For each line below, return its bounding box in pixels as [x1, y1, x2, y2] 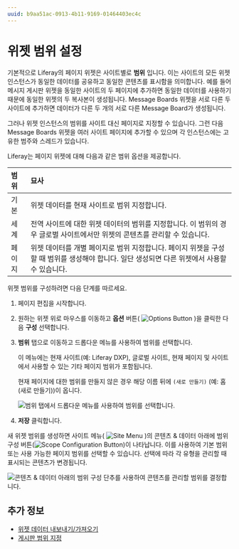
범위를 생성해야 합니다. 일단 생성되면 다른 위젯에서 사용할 [47, 253, 227, 263]
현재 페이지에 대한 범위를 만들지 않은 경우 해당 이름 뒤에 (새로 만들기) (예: [17, 377, 219, 385]
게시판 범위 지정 [17, 534, 62, 543]
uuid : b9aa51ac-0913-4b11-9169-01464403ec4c [7, 10, 142, 18]
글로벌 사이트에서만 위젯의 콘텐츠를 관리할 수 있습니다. [38, 229, 210, 239]
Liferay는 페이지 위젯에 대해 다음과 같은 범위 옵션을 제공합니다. [7, 151, 181, 160]
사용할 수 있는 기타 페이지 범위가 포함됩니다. [31, 362, 153, 371]
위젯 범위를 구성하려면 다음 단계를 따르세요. [7, 284, 127, 292]
